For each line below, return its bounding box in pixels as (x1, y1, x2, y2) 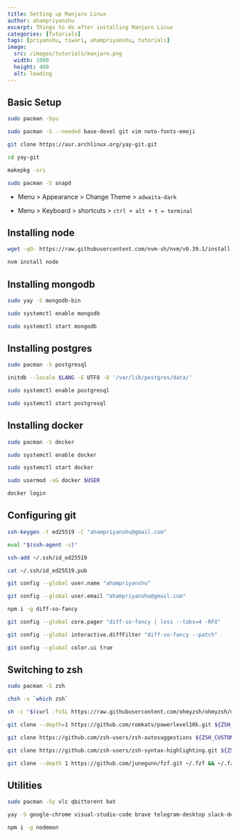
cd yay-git (7, 154, 40, 161)
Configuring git (7, 510, 77, 522)
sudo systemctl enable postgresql (7, 387, 110, 394)
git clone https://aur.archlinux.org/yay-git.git (7, 141, 158, 148)
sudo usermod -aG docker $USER (7, 477, 100, 484)
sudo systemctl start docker (7, 464, 94, 471)
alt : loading (14, 70, 53, 77)
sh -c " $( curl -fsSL (7, 708, 69, 716)
